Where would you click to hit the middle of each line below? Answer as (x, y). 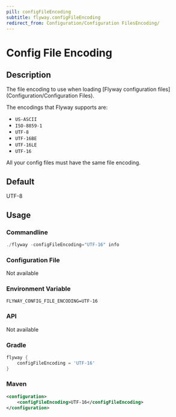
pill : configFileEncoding (38, 12)
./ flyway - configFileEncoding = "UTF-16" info (63, 244)
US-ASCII (26, 120)
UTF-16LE (26, 145)
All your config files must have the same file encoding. (74, 162)
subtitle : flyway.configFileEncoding (53, 17)
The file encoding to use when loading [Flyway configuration (81, 89)
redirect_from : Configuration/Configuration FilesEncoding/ (83, 23)
